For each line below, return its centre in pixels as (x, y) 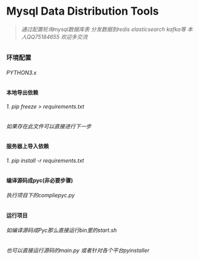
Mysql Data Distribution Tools (83, 11)
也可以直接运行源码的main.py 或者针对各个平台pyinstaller (78, 250)
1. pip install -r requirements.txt (45, 160)
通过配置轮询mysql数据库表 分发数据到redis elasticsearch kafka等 (103, 29)
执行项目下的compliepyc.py (41, 195)
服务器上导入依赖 (28, 146)
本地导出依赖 (22, 92)
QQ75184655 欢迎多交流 (57, 37)
